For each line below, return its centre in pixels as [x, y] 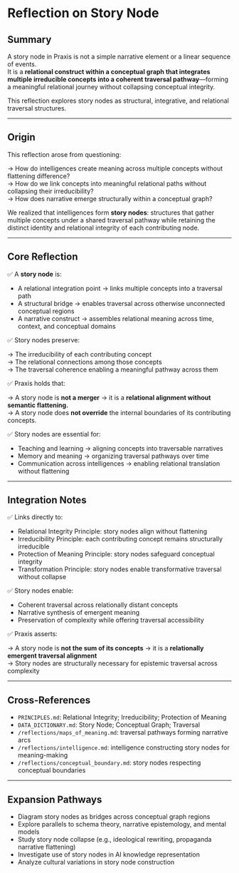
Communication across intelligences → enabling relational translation [119, 463]
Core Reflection [43, 257]
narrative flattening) [47, 847]
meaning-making [43, 755]
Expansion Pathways [55, 799]
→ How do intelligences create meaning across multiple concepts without [115, 168]
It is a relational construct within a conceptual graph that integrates [109, 72]
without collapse [42, 577]
